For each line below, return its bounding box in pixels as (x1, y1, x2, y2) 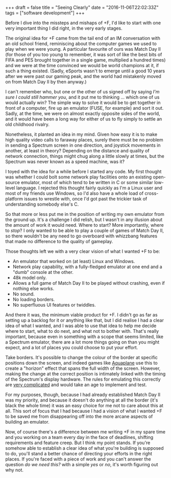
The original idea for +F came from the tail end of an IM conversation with (5, 35, 161, 41)
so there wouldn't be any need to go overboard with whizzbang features (5, 233, 157, 239)
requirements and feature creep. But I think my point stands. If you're (5, 440, 151, 446)
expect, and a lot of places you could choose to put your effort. (5, 345, 138, 350)
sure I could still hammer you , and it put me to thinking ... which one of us (5, 94, 160, 100)
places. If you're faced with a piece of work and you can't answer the (5, 456, 152, 462)
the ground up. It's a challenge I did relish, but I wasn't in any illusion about (5, 216, 163, 223)
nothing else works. (12, 286, 55, 291)
